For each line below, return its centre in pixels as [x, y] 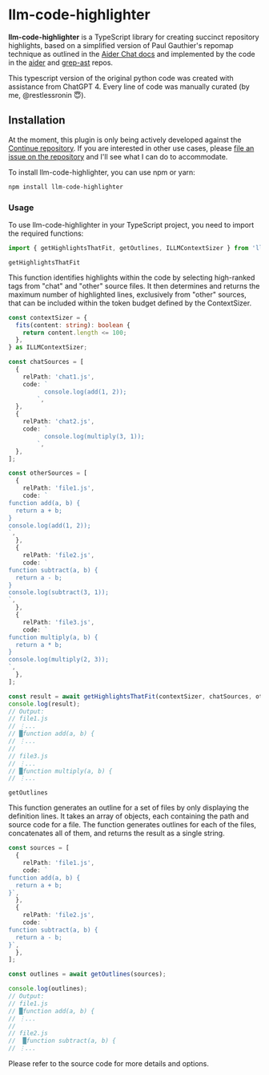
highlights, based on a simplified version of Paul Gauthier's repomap [121, 45]
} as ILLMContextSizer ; [48, 348]
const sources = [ [39, 848]
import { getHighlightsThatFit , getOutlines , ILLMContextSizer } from [128, 248]
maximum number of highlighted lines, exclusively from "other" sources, [127, 294]
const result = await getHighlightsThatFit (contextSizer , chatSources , [130, 696]
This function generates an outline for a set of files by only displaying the [129, 808]
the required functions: [46, 233]
